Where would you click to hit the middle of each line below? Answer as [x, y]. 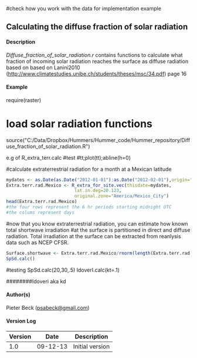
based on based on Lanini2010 [43, 67]
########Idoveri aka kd [36, 281]
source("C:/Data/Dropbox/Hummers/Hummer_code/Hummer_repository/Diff [98, 140]
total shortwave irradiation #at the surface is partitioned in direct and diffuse [98, 230]
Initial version [91, 347]
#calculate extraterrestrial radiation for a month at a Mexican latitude [89, 169]
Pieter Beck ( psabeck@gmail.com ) [48, 308]
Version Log [21, 321]
